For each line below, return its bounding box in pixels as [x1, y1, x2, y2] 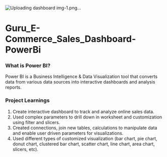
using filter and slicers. [12, 119, 61, 125]
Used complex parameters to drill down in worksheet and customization [12, 114, 162, 120]
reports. [5, 84, 22, 91]
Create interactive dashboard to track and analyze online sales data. [12, 108, 155, 114]
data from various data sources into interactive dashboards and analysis [5, 79, 155, 85]
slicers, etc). [12, 146, 39, 152]
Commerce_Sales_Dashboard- [5, 33, 136, 45]
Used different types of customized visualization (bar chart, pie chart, [12, 135, 157, 141]
